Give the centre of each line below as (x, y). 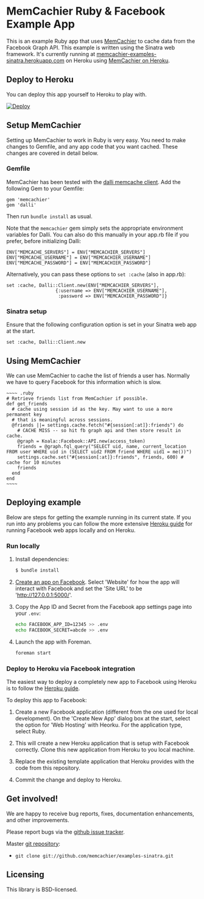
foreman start (33, 653)
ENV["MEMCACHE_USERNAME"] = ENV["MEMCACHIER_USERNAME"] (79, 257)
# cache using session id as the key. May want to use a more (92, 409)
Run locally (23, 545)
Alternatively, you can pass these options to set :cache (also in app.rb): (96, 274)
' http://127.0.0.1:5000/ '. (44, 595)
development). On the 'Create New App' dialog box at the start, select (103, 718)
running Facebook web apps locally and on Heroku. (71, 530)
